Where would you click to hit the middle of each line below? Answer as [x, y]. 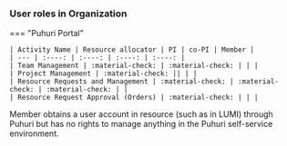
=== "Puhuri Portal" [46, 34]
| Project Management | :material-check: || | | [103, 74]
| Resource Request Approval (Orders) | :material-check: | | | [134, 98]
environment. [34, 133]
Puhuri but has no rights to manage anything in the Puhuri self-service [141, 124]
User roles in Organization [68, 14]
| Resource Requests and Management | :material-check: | [122, 82]
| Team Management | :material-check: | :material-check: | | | [134, 66]
